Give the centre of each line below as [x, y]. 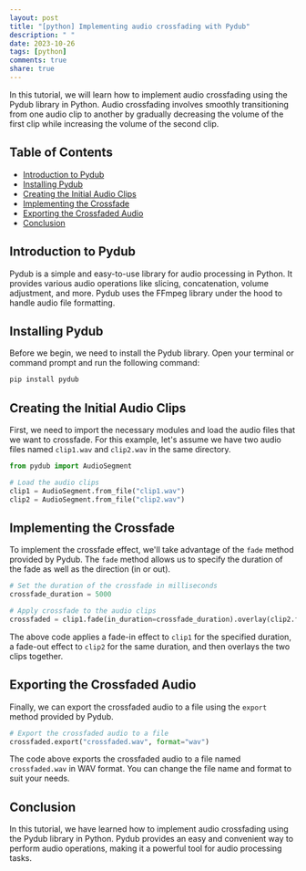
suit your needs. [40, 778]
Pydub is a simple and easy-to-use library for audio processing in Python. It [151, 274]
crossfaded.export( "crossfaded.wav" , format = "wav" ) [109, 741]
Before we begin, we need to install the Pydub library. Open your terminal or [152, 353]
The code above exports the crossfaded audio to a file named [125, 759]
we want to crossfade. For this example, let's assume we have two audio [146, 440]
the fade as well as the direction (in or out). [90, 569]
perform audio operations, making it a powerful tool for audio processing [146, 848]
